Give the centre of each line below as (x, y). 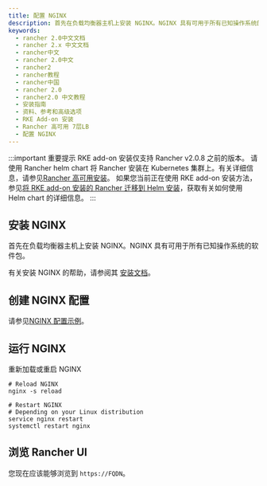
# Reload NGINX (33, 384)
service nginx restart (46, 419)
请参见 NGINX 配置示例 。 (48, 321)
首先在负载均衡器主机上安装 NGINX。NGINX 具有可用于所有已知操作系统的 (130, 246)
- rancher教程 (37, 75)
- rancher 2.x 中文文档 (52, 45)
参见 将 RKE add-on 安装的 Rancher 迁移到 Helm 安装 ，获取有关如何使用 (126, 187)
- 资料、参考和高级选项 (48, 112)
